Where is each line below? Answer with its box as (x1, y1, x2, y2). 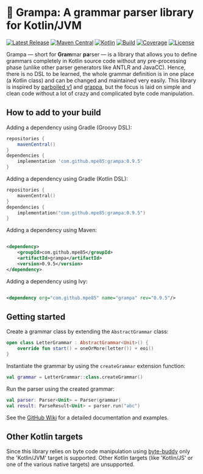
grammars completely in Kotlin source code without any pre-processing (6, 57, 187, 64)
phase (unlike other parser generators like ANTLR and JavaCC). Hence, (6, 64, 186, 71)
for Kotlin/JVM (6, 18, 82, 32)
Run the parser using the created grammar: (6, 385, 115, 393)
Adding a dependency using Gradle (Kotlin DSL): (6, 175, 128, 182)
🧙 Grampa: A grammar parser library (6, 6, 194, 20)
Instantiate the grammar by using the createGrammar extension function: (6, 362, 186, 369)
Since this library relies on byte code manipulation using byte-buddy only (6, 448, 190, 455)
